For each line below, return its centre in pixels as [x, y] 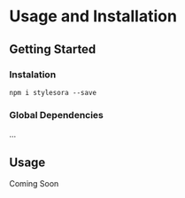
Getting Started [53, 49]
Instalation [33, 75]
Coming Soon [34, 183]
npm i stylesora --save [53, 92]
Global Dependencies [57, 115]
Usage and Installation [93, 16]
